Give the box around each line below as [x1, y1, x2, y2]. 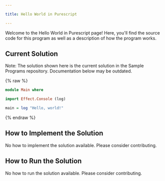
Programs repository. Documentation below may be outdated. [5, 68, 132, 74]
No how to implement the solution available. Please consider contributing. [5, 142, 157, 148]
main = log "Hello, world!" [5, 105, 64, 110]
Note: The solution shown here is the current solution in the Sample [5, 63, 144, 69]
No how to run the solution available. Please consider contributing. [5, 170, 142, 176]
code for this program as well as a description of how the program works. [5, 35, 156, 41]
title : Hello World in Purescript [5, 11, 77, 16]
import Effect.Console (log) [5, 96, 66, 101]
